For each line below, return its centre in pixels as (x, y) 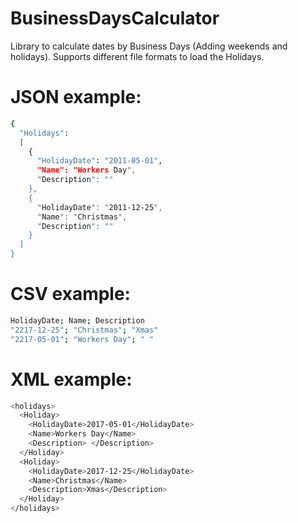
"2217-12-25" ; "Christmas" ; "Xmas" (84, 330)
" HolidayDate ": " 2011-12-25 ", (99, 207)
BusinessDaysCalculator (115, 18)
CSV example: (70, 294)
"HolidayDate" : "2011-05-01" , (99, 161)
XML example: (71, 379)
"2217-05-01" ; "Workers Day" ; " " (82, 339)
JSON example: (76, 97)
